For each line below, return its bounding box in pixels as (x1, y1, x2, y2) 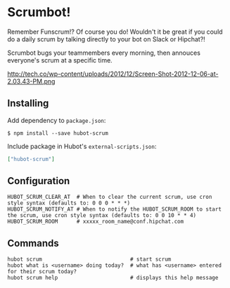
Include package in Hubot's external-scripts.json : (7, 142, 157, 150)
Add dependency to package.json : (7, 116, 106, 124)
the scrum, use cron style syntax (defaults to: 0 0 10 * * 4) (7, 212, 197, 219)
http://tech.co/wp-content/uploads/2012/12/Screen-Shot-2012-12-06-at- (7, 70, 219, 78)
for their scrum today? (7, 268, 77, 275)
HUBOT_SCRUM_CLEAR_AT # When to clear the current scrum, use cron (7, 194, 212, 201)
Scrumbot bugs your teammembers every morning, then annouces (7, 48, 200, 57)
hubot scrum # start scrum (7, 256, 172, 263)
